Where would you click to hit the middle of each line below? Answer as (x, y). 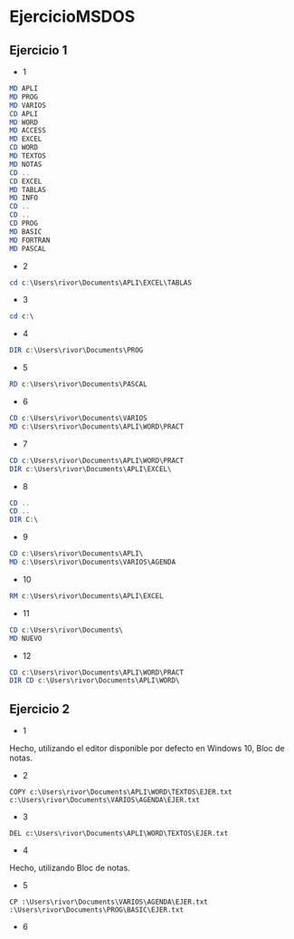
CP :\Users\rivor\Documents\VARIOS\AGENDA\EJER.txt (109, 902)
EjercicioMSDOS (72, 17)
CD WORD (24, 148)
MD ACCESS (28, 131)
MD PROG (24, 97)
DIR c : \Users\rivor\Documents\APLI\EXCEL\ (90, 469)
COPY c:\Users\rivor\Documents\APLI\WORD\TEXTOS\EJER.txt (121, 792)
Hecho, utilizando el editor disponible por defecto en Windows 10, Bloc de (147, 749)
